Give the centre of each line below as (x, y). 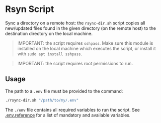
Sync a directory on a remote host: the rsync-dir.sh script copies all (75, 23)
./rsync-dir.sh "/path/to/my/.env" (42, 100)
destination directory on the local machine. (49, 33)
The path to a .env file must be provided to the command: (64, 91)
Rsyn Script (30, 9)
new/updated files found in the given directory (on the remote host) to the (80, 28)
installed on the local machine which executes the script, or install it (86, 48)
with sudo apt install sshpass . (50, 54)
